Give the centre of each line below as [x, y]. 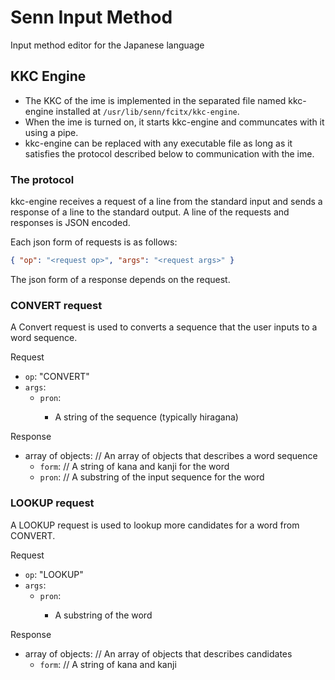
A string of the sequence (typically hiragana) [146, 417]
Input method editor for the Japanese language [107, 45]
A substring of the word [103, 615]
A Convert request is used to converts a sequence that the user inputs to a [164, 327]
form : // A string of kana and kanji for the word [134, 467]
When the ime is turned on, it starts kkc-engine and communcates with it [174, 122]
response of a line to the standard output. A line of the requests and [150, 212]
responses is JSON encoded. [70, 223]
